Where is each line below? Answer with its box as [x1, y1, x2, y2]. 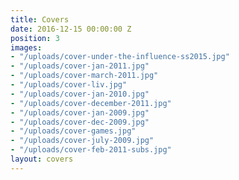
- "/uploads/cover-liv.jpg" [10, 80, 128, 90]
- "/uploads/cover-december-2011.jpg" [10, 98, 172, 108]
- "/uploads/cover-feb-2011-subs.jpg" [10, 145, 172, 155]
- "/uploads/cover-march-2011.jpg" [10, 71, 159, 81]
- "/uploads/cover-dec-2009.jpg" [10, 117, 150, 127]
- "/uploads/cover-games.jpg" [10, 126, 137, 136]
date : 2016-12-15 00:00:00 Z [10, 24, 132, 34]
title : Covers [10, 14, 70, 25]
